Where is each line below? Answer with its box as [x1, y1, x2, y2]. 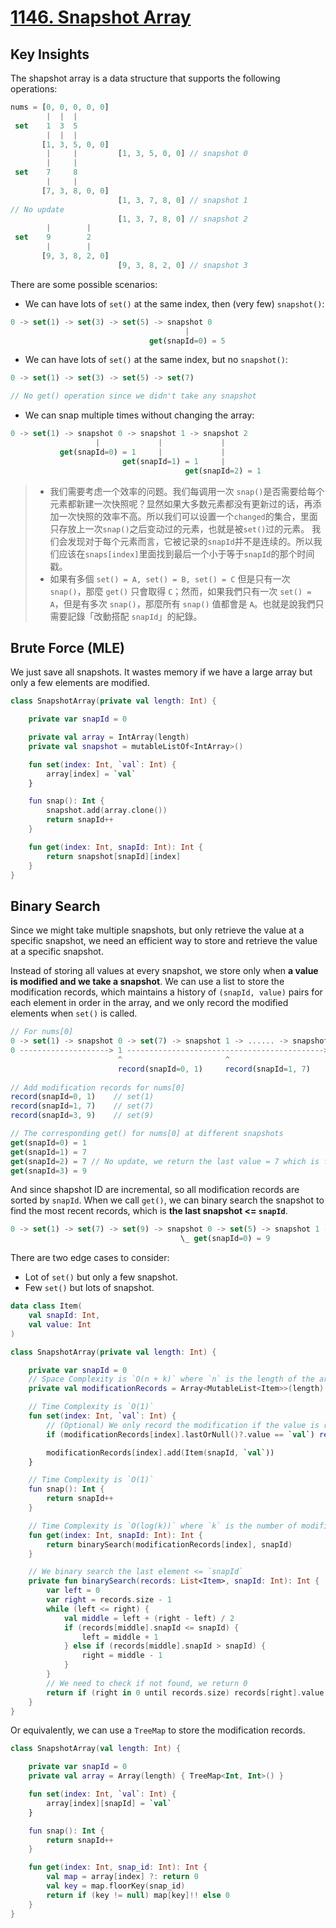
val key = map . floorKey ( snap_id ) [46, 1881, 186, 1891]
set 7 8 [14, 167, 78, 178]
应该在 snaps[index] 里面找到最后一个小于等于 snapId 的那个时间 [58, 547, 315, 560]
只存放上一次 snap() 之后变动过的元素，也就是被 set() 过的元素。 [49, 522, 310, 535]
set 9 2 [14, 232, 92, 243]
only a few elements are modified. [10, 677, 150, 689]
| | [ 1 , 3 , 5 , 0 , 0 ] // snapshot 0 [46, 149, 248, 159]
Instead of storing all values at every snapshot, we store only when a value [10, 965, 319, 977]
